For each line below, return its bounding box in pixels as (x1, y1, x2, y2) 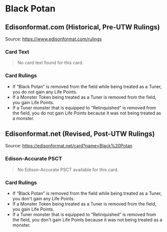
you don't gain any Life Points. (12, 196, 75, 202)
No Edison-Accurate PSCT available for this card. (17, 166, 119, 172)
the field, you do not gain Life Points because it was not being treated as (12, 110, 161, 116)
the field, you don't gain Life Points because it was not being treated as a (12, 217, 163, 223)
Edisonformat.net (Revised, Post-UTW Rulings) (5, 129, 155, 138)
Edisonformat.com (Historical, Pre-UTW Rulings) (5, 23, 161, 31)
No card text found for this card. (17, 60, 84, 66)
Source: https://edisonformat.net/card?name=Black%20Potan (5, 143, 133, 149)
